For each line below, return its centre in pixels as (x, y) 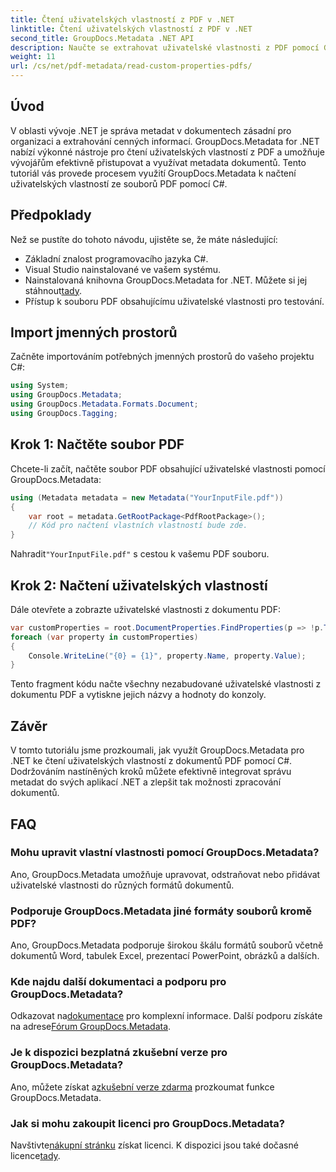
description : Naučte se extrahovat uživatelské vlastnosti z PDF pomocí (165, 47)
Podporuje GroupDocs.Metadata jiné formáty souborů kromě (161, 911)
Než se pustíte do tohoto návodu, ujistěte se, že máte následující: (144, 239)
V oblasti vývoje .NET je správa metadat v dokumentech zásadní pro (151, 130)
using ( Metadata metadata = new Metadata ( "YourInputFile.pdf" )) (147, 497)
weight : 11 (33, 57)
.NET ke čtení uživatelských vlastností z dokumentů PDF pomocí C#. (151, 761)
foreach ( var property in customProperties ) (104, 637)
